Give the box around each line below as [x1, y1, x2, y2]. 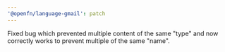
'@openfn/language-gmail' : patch [7, 10, 106, 17]
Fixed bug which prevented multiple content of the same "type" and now [7, 29, 219, 37]
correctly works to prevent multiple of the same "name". [7, 36, 171, 45]
